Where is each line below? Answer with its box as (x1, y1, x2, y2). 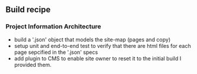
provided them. (14, 61, 52, 68)
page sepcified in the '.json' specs (14, 49, 99, 56)
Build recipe (5, 5, 51, 15)
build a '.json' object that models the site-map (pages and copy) (14, 36, 171, 43)
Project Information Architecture (5, 22, 101, 31)
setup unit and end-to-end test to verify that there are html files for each (14, 42, 191, 49)
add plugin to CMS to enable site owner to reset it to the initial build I (14, 54, 182, 62)
